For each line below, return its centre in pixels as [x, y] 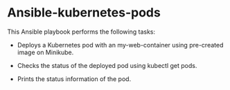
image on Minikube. [45, 52]
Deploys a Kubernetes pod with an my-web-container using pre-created [120, 45]
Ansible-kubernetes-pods [84, 13]
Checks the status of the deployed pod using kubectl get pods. [107, 65]
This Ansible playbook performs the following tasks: [81, 32]
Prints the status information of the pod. [74, 79]
